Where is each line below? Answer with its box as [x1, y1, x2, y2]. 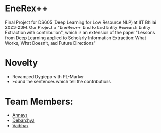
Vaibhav [12, 122, 29, 128]
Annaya [12, 112, 28, 118]
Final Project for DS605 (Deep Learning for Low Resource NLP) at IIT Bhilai [5, 19, 156, 25]
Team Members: [5, 96, 73, 107]
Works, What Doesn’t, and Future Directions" [5, 40, 96, 46]
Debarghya [12, 117, 35, 123]
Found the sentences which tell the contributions [12, 79, 111, 84]
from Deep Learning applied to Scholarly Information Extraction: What [5, 35, 146, 41]
